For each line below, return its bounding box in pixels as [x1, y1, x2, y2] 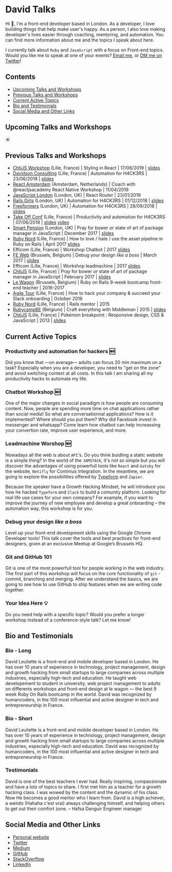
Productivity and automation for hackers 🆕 [5, 348, 115, 355]
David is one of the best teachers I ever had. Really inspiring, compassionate [5, 778, 167, 784]
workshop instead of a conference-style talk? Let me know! [5, 617, 131, 623]
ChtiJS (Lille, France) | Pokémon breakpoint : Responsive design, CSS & [12, 312, 164, 318]
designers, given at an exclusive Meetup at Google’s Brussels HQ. [5, 540, 144, 546]
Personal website [12, 834, 50, 840]
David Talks [5, 4, 56, 15]
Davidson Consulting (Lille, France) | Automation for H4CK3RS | [12, 170, 147, 176]
